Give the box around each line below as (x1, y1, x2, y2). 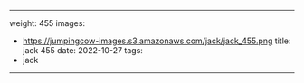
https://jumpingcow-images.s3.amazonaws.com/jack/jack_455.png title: (22, 35, 291, 46)
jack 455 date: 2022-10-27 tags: (22, 45, 143, 55)
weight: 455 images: (9, 18, 86, 28)
